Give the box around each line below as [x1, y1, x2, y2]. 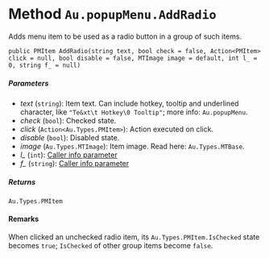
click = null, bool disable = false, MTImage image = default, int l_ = [8, 54, 258, 62]
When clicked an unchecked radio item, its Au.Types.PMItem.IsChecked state [8, 232, 260, 242]
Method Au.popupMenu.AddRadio [8, 5, 217, 23]
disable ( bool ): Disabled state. [19, 132, 120, 142]
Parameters [8, 78, 49, 88]
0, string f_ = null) [8, 61, 81, 69]
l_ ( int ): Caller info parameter [19, 150, 118, 160]
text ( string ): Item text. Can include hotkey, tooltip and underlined [19, 98, 239, 108]
